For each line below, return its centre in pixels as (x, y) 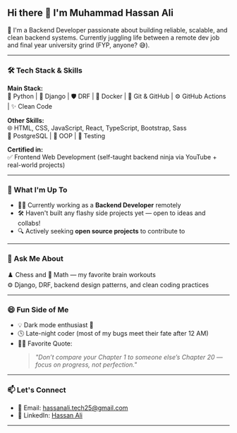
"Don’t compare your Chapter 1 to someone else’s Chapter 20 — (129, 357)
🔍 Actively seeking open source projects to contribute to (101, 231)
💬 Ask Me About (35, 259)
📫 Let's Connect (37, 390)
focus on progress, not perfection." (86, 365)
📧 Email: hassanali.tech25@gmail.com (73, 408)
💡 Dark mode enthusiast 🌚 (55, 325)
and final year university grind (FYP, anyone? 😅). (79, 45)
